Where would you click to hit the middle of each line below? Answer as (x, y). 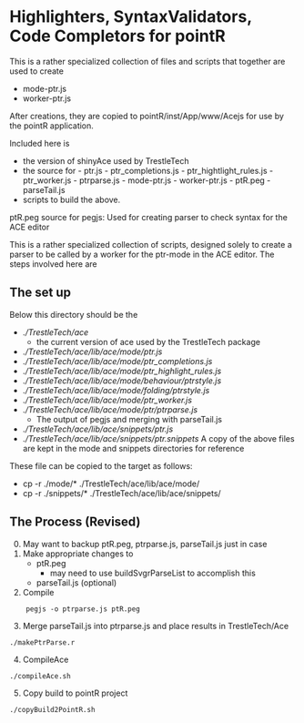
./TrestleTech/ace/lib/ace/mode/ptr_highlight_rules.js (122, 371)
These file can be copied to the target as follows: (101, 465)
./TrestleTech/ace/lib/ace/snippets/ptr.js (98, 429)
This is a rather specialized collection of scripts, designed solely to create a (151, 244)
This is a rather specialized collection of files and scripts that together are (147, 61)
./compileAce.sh (40, 676)
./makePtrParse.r (42, 642)
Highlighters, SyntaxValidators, (131, 17)
